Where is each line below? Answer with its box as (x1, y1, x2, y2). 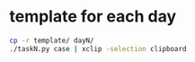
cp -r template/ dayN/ (9, 36, 94, 45)
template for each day (9, 6, 177, 27)
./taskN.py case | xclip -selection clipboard (9, 44, 187, 53)
